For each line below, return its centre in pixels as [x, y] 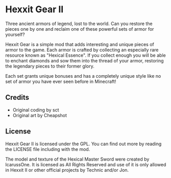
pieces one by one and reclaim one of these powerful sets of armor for [80, 29]
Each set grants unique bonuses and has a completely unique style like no [83, 76]
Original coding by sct [36, 110]
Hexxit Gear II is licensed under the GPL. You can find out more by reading [83, 144]
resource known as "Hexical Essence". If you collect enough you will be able [86, 55]
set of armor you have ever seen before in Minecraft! [61, 81]
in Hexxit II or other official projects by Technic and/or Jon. [67, 170]
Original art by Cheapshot [40, 115]
